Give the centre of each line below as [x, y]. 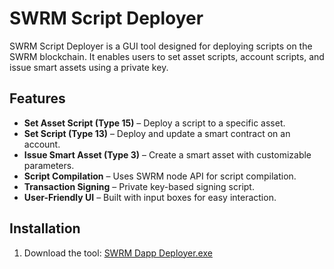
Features [37, 98]
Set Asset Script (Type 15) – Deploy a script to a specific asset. [154, 123]
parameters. [49, 165]
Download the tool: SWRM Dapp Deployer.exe [118, 253]
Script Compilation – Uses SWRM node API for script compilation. [160, 176]
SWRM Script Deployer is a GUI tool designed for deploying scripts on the [161, 46]
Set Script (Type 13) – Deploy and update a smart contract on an [157, 133]
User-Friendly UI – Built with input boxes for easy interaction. [150, 197]
